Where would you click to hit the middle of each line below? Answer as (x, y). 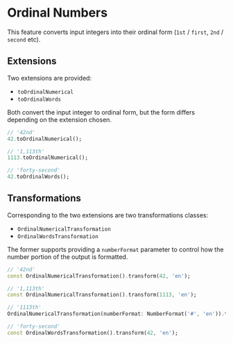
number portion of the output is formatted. (68, 257)
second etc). (24, 39)
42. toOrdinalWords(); (38, 177)
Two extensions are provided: (50, 78)
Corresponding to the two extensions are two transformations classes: (108, 215)
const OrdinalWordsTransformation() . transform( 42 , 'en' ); (93, 333)
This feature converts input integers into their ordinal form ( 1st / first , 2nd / (115, 32)
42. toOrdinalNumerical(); (44, 139)
